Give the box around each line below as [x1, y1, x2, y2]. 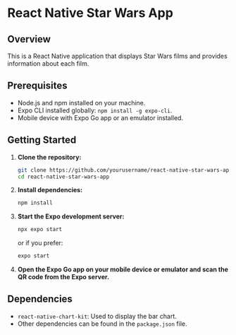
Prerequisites [7, 80, 68, 92]
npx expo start [17, 226, 63, 233]
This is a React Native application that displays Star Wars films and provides [7, 52, 228, 60]
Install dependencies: [17, 186, 83, 194]
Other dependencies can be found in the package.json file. [17, 319, 188, 328]
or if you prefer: [17, 239, 63, 247]
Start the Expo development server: [17, 212, 125, 221]
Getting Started [7, 134, 77, 146]
